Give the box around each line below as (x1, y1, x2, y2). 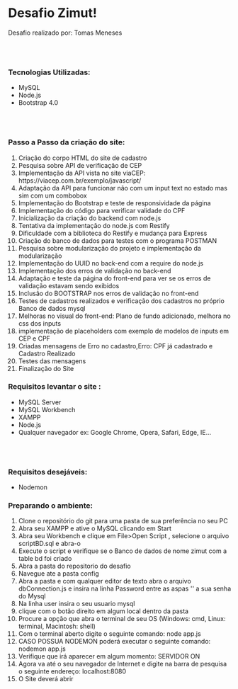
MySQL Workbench (18, 405, 76, 414)
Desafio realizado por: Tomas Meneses (8, 28, 123, 37)
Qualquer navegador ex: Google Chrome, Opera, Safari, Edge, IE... (18, 428, 212, 436)
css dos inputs (18, 319, 62, 327)
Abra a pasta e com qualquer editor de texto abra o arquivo (18, 577, 192, 586)
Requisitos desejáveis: (8, 467, 88, 477)
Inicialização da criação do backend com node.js (18, 214, 161, 222)
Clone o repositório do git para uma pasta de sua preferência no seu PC (18, 517, 229, 525)
